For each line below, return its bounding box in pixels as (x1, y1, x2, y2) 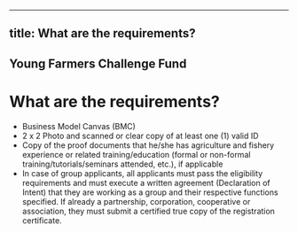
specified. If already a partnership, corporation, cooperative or (21, 196, 251, 206)
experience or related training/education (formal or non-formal (21, 149, 251, 159)
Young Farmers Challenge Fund (9, 56, 187, 71)
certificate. (21, 214, 62, 226)
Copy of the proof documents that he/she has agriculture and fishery (21, 139, 275, 151)
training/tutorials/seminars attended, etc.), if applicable (21, 159, 223, 169)
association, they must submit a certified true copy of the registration (21, 206, 275, 216)
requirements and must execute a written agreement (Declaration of (21, 177, 271, 188)
